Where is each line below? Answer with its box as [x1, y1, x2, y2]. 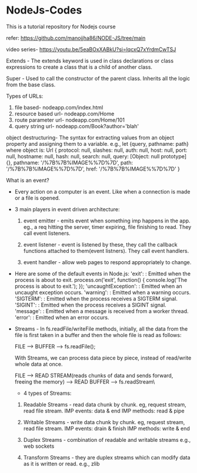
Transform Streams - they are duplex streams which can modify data [23, 454, 191, 461]
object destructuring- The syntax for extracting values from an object [6, 134, 175, 141]
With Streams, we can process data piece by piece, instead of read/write [14, 354, 192, 361]
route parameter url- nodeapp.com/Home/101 [14, 116, 125, 124]
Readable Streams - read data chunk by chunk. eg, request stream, [23, 401, 186, 408]
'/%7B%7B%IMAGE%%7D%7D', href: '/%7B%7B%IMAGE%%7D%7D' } [6, 165, 181, 172]
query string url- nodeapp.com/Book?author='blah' [14, 122, 139, 129]
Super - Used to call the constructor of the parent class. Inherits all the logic [6, 75, 191, 82]
